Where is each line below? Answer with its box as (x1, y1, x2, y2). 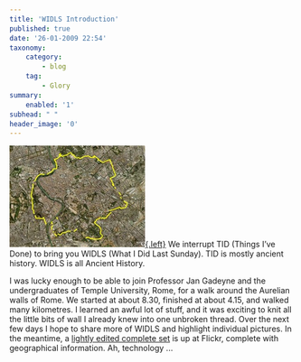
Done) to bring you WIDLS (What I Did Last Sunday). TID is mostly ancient (9, 248, 285, 259)
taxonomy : (9, 43, 47, 52)
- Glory (42, 81, 71, 90)
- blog (42, 62, 67, 71)
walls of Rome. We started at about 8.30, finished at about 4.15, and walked (9, 294, 289, 306)
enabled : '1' (25, 100, 75, 109)
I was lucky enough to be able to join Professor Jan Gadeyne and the (9, 275, 267, 286)
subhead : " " (9, 109, 59, 119)
